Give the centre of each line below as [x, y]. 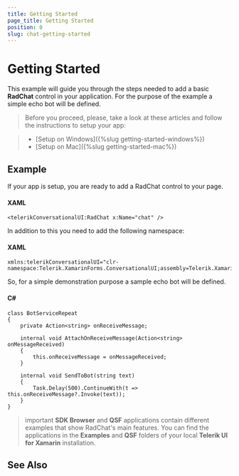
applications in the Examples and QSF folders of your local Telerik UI [126, 435]
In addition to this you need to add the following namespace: [96, 231]
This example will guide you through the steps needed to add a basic [108, 89]
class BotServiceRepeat [43, 313]
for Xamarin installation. [60, 443]
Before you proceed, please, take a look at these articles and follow [123, 118]
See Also [27, 465]
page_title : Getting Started [51, 21]
